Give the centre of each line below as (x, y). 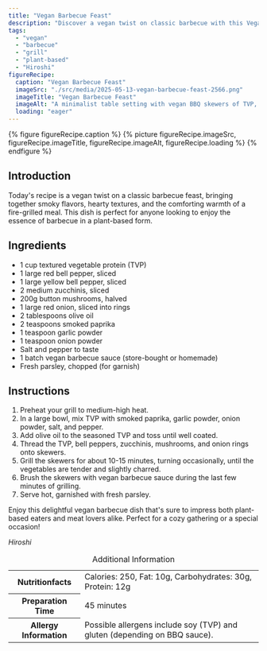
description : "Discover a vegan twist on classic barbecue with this (126, 23)
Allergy (44, 625)
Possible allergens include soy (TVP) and (161, 625)
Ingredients (37, 246)
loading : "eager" (44, 112)
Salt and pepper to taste (59, 349)
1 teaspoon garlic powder (61, 332)
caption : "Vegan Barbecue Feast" (71, 82)
